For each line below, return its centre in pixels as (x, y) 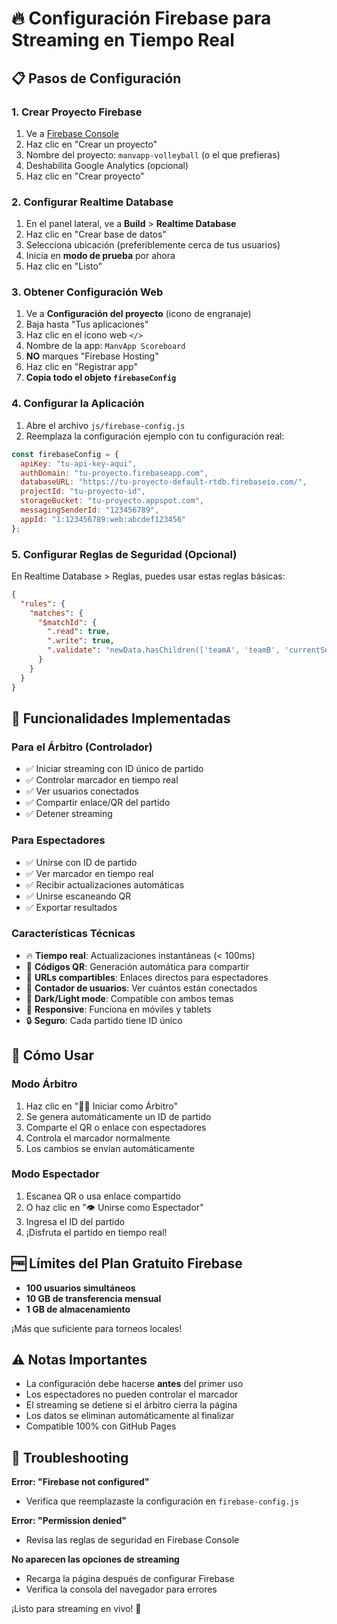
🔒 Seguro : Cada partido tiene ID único (104, 1020)
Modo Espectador (55, 1174)
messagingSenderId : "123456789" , (90, 510)
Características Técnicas (73, 934)
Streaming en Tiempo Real (123, 40)
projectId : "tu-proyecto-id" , (83, 492)
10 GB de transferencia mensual (93, 1298)
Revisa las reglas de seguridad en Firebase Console (132, 1540)
